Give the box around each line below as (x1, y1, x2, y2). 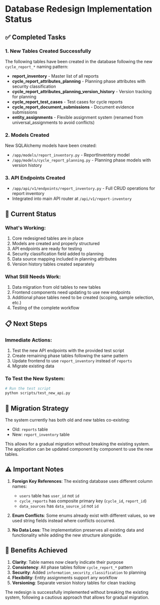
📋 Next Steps (5, 319, 48, 328)
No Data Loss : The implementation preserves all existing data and (12, 527, 144, 533)
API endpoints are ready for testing (12, 246, 82, 252)
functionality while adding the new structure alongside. (12, 532, 122, 538)
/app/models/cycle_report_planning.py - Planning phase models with (12, 157, 151, 163)
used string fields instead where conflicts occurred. (12, 518, 115, 523)
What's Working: (5, 224, 46, 231)
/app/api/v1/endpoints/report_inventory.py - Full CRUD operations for (12, 185, 155, 191)
